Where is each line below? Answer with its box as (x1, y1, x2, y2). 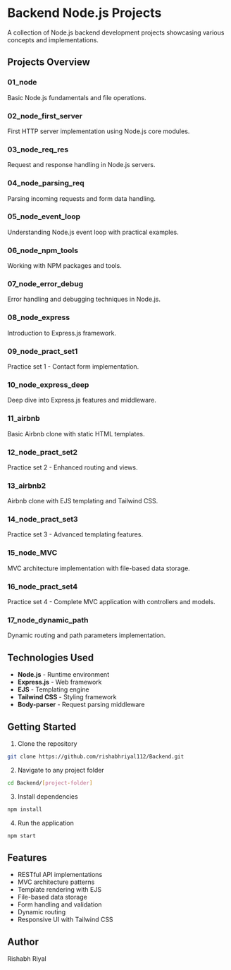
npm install (7, 806, 42, 813)
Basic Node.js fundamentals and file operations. (7, 93, 146, 102)
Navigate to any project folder (17, 766, 104, 774)
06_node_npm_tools (7, 245, 79, 255)
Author (7, 935, 39, 947)
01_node (7, 78, 37, 87)
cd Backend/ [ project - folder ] (7, 779, 93, 787)
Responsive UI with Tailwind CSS (17, 915, 114, 924)
